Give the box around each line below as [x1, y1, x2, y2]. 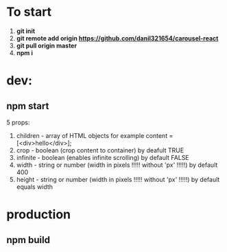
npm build [6, 234, 51, 246]
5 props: [6, 118, 30, 126]
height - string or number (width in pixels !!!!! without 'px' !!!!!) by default [16, 175, 220, 183]
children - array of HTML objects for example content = [16, 131, 174, 139]
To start [6, 4, 52, 20]
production [6, 207, 71, 222]
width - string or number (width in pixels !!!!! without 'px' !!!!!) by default [16, 161, 218, 169]
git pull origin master [16, 41, 77, 49]
